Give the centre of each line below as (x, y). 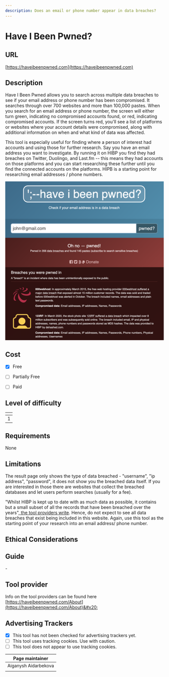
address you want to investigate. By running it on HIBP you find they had (80, 153)
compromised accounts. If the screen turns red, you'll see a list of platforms (84, 122)
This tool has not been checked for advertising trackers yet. (74, 635)
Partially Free (26, 377)
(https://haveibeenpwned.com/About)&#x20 (51, 607)
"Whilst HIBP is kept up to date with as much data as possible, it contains (81, 502)
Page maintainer (31, 658)
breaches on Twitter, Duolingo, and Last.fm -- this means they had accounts (84, 159)
